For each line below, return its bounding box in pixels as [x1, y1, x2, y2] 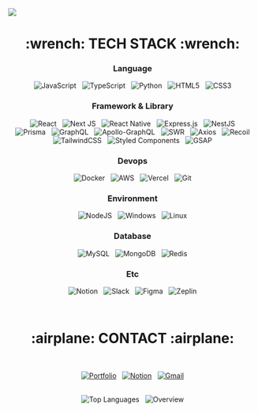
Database [114, 231, 151, 242]
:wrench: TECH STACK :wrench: [24, 35, 241, 53]
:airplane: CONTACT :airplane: [31, 330, 234, 347]
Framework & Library [92, 100, 174, 112]
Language [113, 63, 152, 74]
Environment [107, 193, 158, 204]
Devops [117, 155, 148, 166]
